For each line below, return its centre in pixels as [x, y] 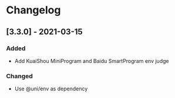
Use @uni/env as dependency [51, 89]
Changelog [33, 10]
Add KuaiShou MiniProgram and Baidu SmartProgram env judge [92, 61]
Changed [20, 76]
